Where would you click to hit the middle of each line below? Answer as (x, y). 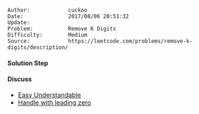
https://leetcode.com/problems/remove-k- (131, 41)
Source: (19, 41)
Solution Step (28, 63)
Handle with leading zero (54, 102)
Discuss (20, 79)
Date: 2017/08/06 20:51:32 (68, 16)
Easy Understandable (49, 95)
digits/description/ (38, 47)
